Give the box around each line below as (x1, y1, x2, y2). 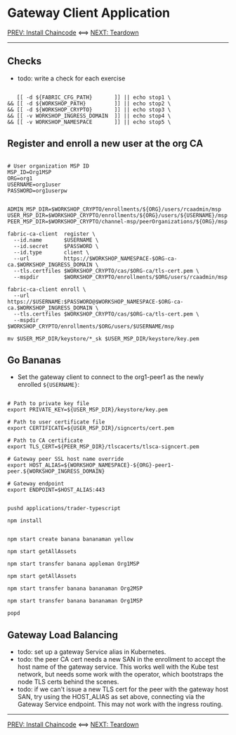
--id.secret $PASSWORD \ (13, 242, 99, 249)
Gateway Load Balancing (7, 629, 118, 641)
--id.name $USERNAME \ (13, 236, 99, 244)
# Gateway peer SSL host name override (7, 456, 124, 463)
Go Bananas (7, 354, 61, 366)
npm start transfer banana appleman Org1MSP (7, 560, 140, 568)
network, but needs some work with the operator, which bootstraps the (17, 670, 223, 679)
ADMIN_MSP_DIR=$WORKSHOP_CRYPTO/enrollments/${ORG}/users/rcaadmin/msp (7, 206, 221, 213)
